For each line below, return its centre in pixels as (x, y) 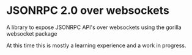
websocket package (32, 33)
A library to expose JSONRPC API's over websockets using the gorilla (94, 27)
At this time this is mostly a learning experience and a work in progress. (96, 45)
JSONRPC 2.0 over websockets (88, 11)
